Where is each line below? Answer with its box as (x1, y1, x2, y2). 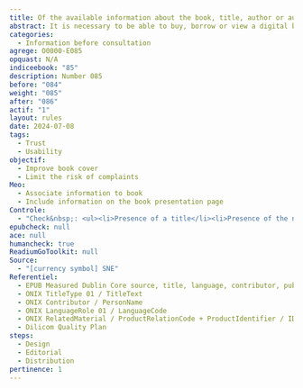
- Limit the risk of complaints (17, 172, 140, 181)
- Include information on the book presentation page (17, 197, 224, 207)
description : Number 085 (9, 72, 103, 81)
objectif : (9, 155, 47, 165)
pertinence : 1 (9, 365, 63, 374)
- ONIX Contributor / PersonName (17, 298, 143, 307)
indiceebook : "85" (9, 64, 78, 73)
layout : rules (9, 113, 63, 122)
